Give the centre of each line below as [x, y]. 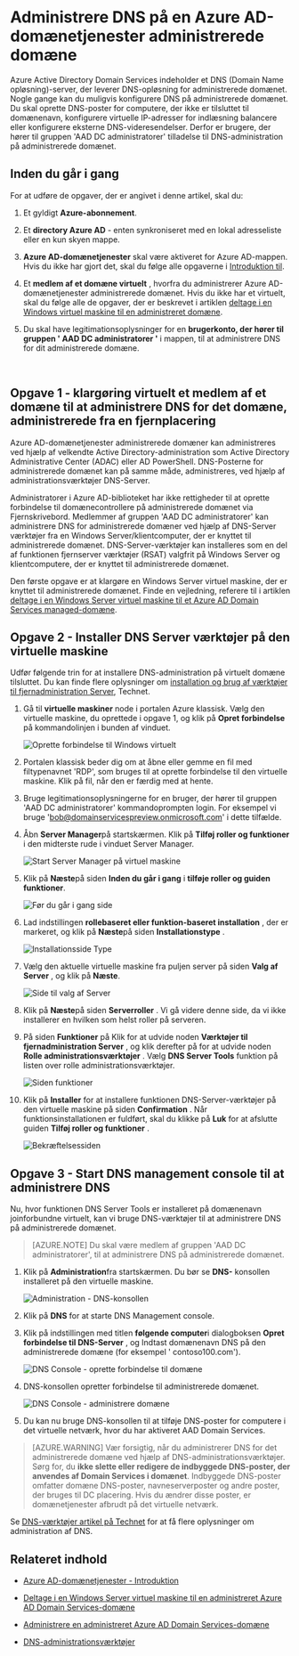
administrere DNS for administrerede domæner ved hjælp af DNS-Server [143, 526]
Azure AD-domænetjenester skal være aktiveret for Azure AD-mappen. [155, 256]
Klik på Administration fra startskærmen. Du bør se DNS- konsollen [146, 1272]
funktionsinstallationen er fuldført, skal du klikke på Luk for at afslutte [150, 1119]
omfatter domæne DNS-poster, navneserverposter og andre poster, [156, 1486]
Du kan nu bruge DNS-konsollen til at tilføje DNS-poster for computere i [154, 1421]
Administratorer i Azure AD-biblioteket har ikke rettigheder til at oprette [140, 498]
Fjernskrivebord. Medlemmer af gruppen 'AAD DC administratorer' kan [140, 516]
